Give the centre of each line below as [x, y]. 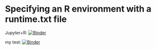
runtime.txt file [36, 19]
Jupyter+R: [16, 33]
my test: [13, 42]
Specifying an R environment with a [78, 9]
